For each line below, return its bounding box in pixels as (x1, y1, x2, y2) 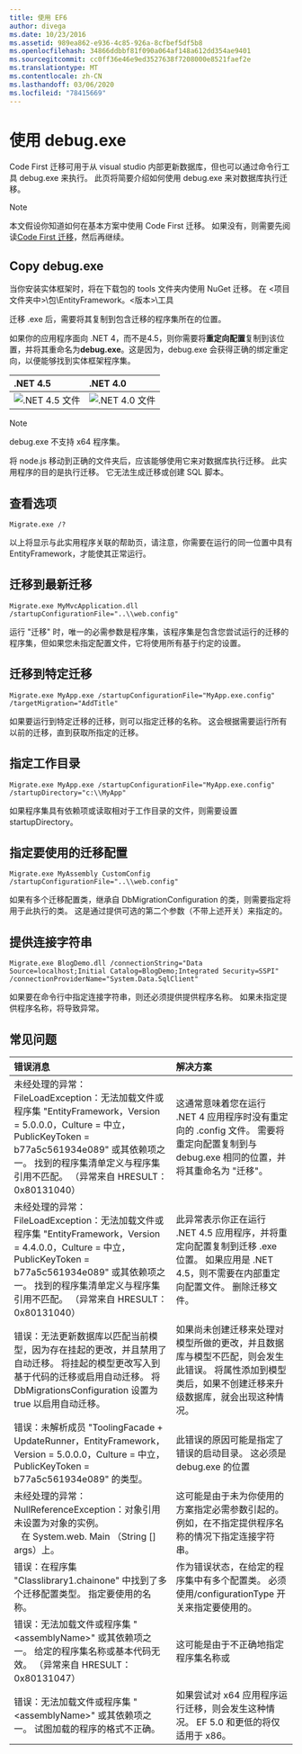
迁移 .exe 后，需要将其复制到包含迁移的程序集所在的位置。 (9, 314, 226, 325)
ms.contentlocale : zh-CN (9, 72, 102, 81)
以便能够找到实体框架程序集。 (24, 355, 136, 366)
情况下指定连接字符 (193, 1530, 276, 1543)
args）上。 (13, 1543, 60, 1556)
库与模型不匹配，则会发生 (175, 1350, 285, 1363)
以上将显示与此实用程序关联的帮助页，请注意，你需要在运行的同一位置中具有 (9, 537, 293, 548)
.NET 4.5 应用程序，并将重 (175, 1226, 288, 1238)
